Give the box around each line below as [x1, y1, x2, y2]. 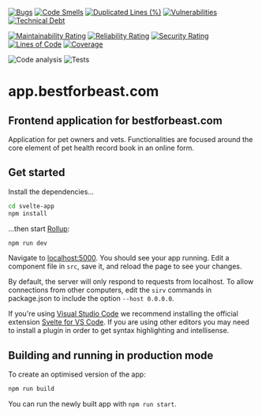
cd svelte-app [8, 202, 55, 210]
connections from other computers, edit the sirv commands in [8, 285, 212, 295]
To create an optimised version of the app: [8, 369, 146, 379]
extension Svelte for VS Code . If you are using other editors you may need [8, 317, 250, 327]
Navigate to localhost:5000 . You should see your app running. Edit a [8, 253, 230, 263]
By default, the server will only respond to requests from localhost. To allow [8, 277, 254, 287]
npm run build [8, 385, 55, 393]
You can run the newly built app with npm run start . [8, 399, 177, 409]
